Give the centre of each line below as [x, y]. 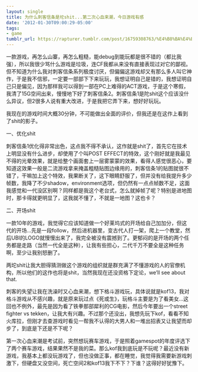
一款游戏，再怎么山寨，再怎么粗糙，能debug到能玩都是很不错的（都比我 [94, 56]
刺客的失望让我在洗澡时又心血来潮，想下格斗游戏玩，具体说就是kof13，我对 [98, 291]
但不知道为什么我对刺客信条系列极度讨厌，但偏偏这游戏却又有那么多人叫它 [96, 71]
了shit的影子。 [24, 121]
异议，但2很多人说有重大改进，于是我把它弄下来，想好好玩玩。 [88, 101]
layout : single [25, 12]
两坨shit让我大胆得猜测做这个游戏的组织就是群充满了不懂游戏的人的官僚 [93, 265]
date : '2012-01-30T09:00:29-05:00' [50, 22]
